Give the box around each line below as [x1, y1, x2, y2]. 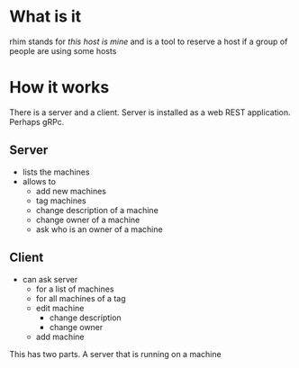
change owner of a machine [35, 214, 140, 225]
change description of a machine [35, 204, 159, 215]
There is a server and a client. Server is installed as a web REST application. [9, 106, 291, 118]
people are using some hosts [9, 45, 117, 56]
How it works [9, 77, 110, 98]
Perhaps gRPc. [9, 116, 65, 127]
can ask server [22, 274, 78, 284]
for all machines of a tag [35, 292, 126, 303]
